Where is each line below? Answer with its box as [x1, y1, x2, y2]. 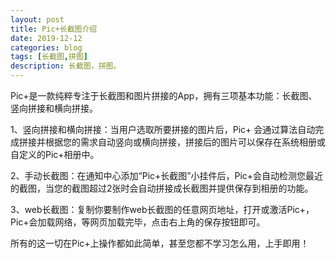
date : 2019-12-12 [10, 33, 83, 43]
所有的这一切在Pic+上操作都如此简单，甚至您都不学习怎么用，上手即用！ [10, 237, 310, 249]
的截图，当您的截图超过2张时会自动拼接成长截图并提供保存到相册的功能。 [10, 182, 314, 194]
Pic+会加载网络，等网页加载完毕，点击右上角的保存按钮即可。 [10, 216, 266, 228]
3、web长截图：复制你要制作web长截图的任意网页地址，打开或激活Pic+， [10, 204, 315, 215]
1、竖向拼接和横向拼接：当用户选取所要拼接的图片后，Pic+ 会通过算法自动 [10, 124, 316, 135]
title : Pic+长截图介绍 [10, 24, 98, 34]
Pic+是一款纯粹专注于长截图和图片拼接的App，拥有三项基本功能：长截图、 [10, 90, 318, 101]
